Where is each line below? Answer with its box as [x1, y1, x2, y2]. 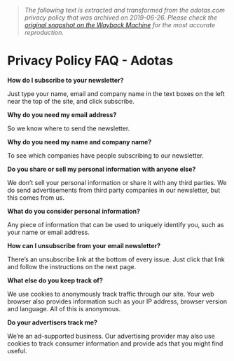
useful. [7, 346, 27, 355]
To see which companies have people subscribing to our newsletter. [7, 151, 205, 160]
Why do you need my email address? [7, 110, 117, 118]
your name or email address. [7, 228, 90, 236]
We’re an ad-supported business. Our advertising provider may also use [7, 332, 215, 340]
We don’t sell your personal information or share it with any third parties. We [7, 178, 227, 186]
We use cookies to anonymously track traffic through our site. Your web [7, 290, 215, 298]
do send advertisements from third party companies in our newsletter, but [7, 186, 221, 194]
